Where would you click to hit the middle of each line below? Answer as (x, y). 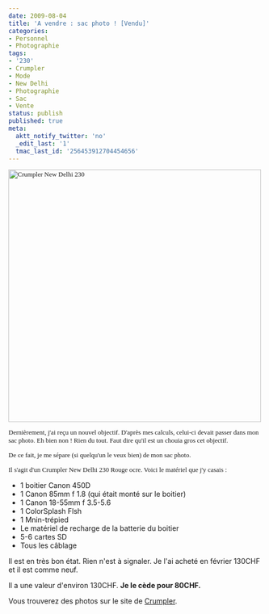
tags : (17, 53)
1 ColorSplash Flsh (51, 511)
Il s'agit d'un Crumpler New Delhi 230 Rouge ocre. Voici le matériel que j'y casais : (118, 470)
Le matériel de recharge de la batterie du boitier (99, 528)
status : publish (36, 114)
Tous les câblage (48, 545)
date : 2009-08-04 (38, 16)
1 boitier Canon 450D (55, 486)
